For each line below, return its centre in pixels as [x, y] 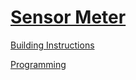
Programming [38, 64]
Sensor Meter [68, 17]
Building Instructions [52, 45]
